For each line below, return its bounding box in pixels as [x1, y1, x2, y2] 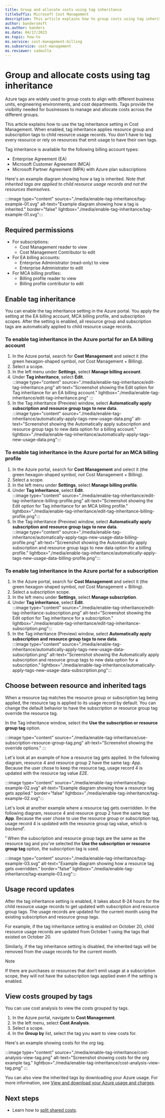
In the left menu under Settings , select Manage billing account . [12, 369, 142, 375]
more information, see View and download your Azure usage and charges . [5, 1080, 156, 1086]
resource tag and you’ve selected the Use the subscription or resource [5, 840, 151, 846]
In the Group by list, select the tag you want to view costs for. [12, 1031, 137, 1036]
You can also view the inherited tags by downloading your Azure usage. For [5, 1075, 158, 1081]
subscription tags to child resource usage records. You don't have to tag [5, 132, 152, 138]
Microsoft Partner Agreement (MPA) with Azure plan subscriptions [12, 167, 146, 172]
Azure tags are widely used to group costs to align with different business [5, 96, 154, 102]
